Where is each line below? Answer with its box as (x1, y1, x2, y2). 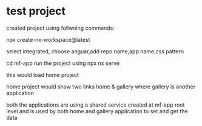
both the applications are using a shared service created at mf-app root (6, 101, 185, 108)
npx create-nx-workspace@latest (6, 36, 90, 43)
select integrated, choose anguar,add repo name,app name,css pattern (6, 47, 184, 55)
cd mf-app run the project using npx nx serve (6, 59, 120, 67)
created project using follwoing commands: (6, 24, 115, 31)
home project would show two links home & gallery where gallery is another (6, 83, 196, 90)
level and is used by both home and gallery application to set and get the (6, 107, 188, 114)
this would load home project (6, 71, 79, 78)
